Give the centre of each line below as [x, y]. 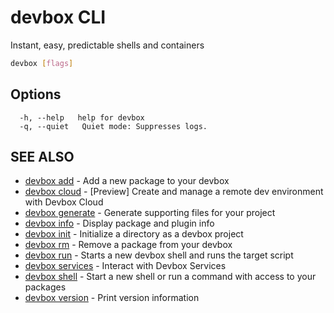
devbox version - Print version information [112, 298]
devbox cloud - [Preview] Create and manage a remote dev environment [174, 192]
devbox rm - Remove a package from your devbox [128, 245]
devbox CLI [58, 17]
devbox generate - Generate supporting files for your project [150, 213]
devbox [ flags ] [42, 63]
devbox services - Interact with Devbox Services [125, 266]
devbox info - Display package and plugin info [119, 223]
